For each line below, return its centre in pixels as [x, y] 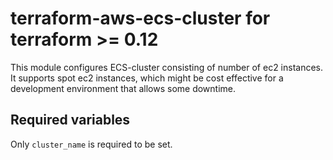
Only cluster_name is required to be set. [91, 144]
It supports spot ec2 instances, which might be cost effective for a [147, 78]
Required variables [70, 120]
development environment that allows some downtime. [123, 88]
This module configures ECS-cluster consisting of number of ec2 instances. [167, 67]
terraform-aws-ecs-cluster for [140, 18]
